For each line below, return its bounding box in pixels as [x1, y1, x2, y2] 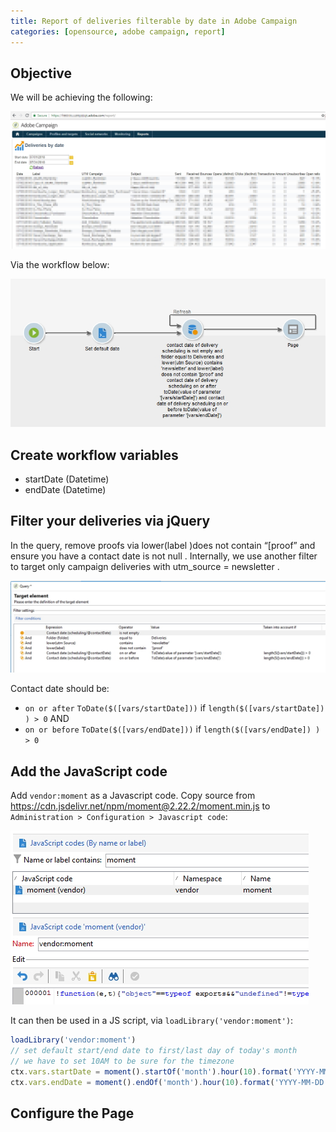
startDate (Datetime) [24, 473, 110, 485]
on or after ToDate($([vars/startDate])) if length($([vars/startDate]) [24, 702, 325, 714]
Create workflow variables [10, 446, 179, 464]
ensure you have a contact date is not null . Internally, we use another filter [10, 550, 318, 562]
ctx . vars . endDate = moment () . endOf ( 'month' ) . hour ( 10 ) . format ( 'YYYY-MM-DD [10, 1077, 325, 1087]
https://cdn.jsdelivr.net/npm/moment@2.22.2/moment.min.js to [10, 800, 271, 812]
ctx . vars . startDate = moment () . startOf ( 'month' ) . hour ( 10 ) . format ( [10, 1066, 293, 1077]
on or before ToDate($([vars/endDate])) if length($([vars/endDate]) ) [24, 723, 321, 735]
